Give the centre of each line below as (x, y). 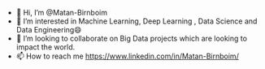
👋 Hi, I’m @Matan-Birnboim (62, 13)
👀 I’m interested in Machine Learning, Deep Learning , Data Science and (137, 21)
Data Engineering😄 (49, 30)
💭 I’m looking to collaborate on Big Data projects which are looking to (132, 38)
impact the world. (46, 47)
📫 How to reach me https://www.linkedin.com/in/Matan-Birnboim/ (128, 56)
